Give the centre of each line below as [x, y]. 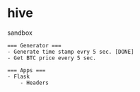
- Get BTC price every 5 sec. [52, 58]
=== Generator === [34, 45]
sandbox [20, 33]
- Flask [19, 76]
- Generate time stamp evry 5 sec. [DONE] [71, 52]
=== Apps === [27, 70]
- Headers [35, 83]
